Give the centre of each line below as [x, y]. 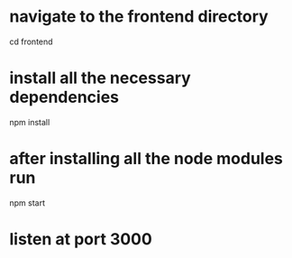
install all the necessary [100, 78]
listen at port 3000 [81, 239]
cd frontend [31, 41]
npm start [27, 203]
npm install [30, 122]
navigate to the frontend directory [139, 17]
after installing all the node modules [146, 159]
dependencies [64, 97]
